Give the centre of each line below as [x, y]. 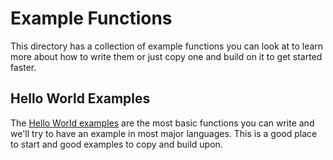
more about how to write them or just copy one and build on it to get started [166, 56]
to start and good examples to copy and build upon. [116, 144]
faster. [23, 67]
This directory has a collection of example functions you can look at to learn [167, 46]
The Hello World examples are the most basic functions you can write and [162, 123]
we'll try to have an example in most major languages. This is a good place [164, 133]
